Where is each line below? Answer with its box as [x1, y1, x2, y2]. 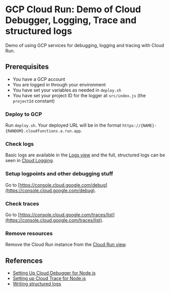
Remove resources [5, 230, 53, 237]
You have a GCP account [12, 76, 65, 82]
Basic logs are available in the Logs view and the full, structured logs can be [5, 152, 165, 158]
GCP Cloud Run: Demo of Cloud [5, 4, 141, 15]
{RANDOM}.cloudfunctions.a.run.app [5, 129, 81, 134]
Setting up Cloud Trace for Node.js [12, 275, 86, 282]
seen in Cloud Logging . [5, 158, 55, 164]
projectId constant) [12, 98, 55, 104]
